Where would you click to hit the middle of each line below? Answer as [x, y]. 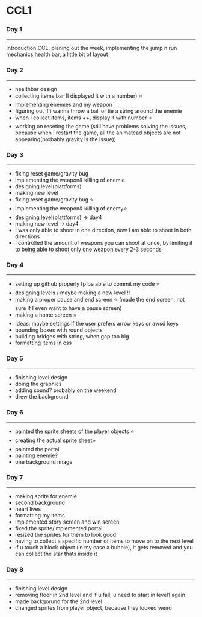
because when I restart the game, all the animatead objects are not [98, 133]
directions [27, 236]
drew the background [41, 396]
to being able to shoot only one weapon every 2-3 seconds [88, 249]
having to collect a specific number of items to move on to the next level [104, 541]
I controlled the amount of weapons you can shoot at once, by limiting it [104, 243]
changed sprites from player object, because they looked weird [93, 607]
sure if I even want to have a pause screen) [68, 308]
